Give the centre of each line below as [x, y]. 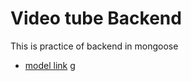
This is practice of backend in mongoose [94, 46]
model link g [50, 65]
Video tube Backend [96, 18]
